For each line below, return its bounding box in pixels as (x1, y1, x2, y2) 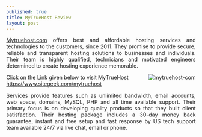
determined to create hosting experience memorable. (6, 62, 138, 69)
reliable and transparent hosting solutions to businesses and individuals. (6, 49, 196, 57)
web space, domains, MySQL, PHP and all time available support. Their (6, 98, 196, 106)
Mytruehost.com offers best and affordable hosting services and (6, 37, 196, 44)
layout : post (6, 20, 39, 26)
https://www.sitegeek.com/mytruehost (6, 80, 102, 88)
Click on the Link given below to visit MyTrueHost (6, 74, 129, 81)
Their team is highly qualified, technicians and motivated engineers (6, 56, 196, 63)
